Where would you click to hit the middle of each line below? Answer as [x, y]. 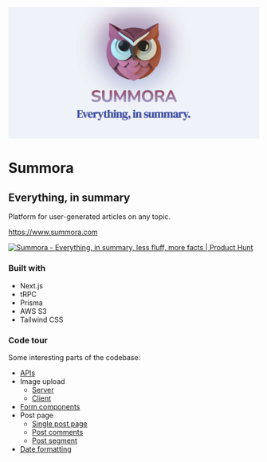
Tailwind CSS [41, 319]
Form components [50, 406]
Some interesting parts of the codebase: [75, 357]
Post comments [57, 432]
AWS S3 [33, 311]
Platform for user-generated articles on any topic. [90, 217]
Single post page [59, 423]
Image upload [42, 381]
